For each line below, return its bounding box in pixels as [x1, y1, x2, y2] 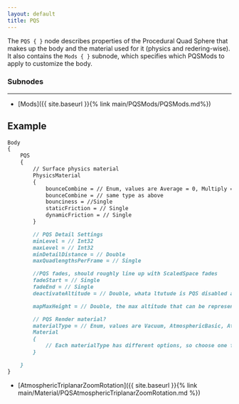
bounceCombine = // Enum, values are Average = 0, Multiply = [45, 185, 234, 192]
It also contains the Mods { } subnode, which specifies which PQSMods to [7, 51, 225, 60]
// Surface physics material [33, 165, 119, 173]
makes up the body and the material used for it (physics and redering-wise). [7, 44, 230, 53]
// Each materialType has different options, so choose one [45, 342, 228, 349]
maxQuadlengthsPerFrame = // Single [33, 257, 142, 265]
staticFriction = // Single [45, 205, 129, 212]
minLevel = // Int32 [33, 237, 94, 245]
